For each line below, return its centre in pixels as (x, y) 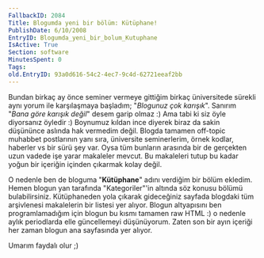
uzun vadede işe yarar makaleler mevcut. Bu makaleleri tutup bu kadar (124, 156)
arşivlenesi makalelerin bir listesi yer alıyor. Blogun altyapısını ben (115, 205)
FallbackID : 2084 (37, 15)
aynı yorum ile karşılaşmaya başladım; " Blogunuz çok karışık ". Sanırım (122, 105)
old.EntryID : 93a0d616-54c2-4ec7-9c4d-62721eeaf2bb (95, 74)
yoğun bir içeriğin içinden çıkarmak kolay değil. (85, 164)
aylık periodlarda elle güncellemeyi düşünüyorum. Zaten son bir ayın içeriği (130, 222)
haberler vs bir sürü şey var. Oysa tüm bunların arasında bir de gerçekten (128, 147)
